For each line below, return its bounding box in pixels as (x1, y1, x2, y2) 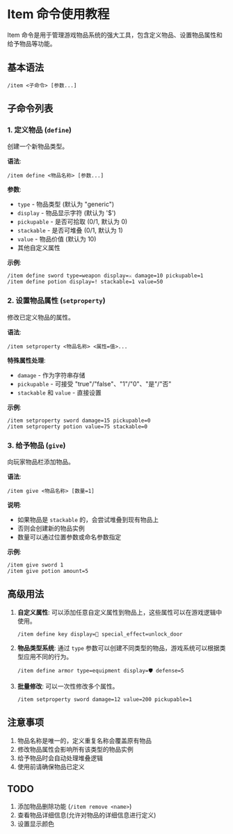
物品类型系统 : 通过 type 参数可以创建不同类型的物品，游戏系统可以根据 (17, 643, 220, 652)
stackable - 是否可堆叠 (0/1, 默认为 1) (17, 226, 123, 235)
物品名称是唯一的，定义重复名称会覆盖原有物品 (17, 736, 152, 745)
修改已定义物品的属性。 (7, 313, 74, 321)
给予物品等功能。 (7, 39, 56, 47)
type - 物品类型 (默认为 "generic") (17, 200, 115, 209)
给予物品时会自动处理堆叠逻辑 (17, 753, 103, 762)
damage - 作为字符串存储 (17, 370, 86, 379)
